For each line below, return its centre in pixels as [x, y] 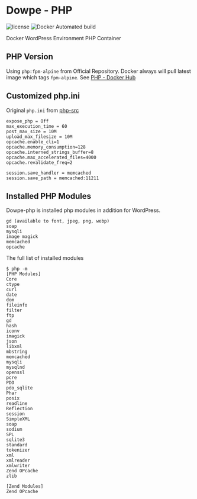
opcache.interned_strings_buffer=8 [50, 152]
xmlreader [18, 461]
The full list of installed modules [45, 258]
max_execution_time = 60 [37, 126]
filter [14, 310]
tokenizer [18, 450]
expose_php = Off [28, 121]
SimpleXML [18, 419]
